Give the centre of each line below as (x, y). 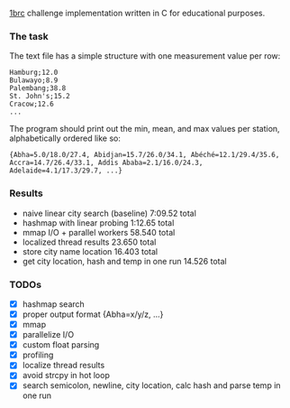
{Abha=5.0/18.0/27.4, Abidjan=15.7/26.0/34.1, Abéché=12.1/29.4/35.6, (145, 155)
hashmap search (54, 304)
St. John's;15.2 (40, 97)
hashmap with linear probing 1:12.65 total (98, 223)
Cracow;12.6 (32, 104)
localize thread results (63, 366)
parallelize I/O (48, 335)
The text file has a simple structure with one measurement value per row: (145, 56)
